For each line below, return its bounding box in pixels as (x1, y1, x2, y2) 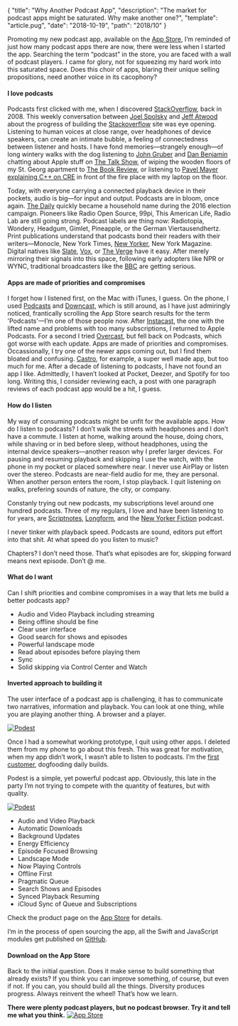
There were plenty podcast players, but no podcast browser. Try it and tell (7, 1003, 231, 1012)
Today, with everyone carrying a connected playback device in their (7, 186, 206, 195)
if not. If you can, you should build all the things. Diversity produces (7, 982, 205, 990)
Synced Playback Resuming (17, 892, 99, 901)
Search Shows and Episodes (17, 885, 102, 893)
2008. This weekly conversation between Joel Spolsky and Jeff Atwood (7, 112, 218, 121)
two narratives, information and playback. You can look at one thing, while (7, 702, 225, 711)
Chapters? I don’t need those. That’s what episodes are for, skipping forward (7, 549, 232, 557)
